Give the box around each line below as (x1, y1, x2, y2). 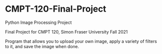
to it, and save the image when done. (5, 43, 79, 49)
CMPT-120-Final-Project (5, 3, 107, 15)
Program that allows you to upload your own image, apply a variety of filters (5, 38, 157, 44)
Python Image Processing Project (5, 19, 72, 25)
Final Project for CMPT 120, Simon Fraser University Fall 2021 (5, 29, 128, 35)
